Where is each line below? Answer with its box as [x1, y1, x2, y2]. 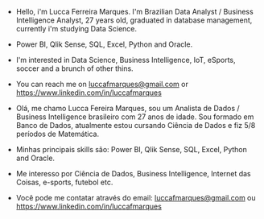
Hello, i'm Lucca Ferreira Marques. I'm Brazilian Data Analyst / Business [15, 7, 254, 16]
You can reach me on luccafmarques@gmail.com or [15, 80, 189, 89]
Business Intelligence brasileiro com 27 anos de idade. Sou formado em [15, 112, 254, 122]
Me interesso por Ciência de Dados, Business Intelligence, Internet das [15, 169, 251, 178]
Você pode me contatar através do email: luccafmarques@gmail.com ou [15, 193, 256, 202]
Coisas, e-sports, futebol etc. [15, 177, 113, 187]
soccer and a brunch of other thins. [15, 64, 134, 73]
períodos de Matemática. [15, 129, 99, 138]
